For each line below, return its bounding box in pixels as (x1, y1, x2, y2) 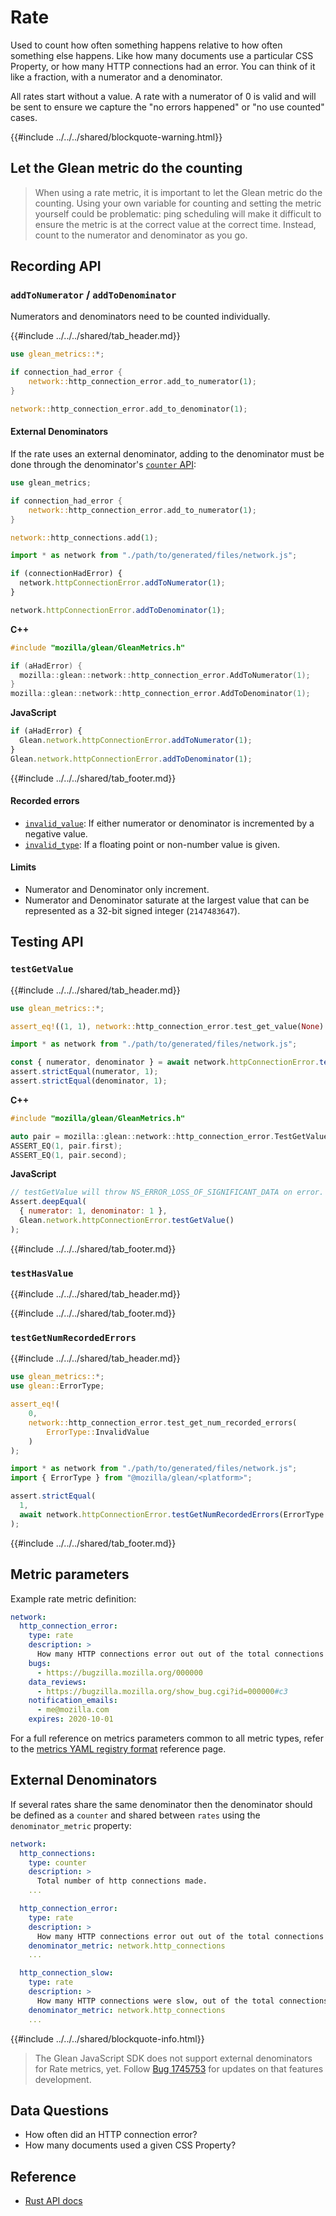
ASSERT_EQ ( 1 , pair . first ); (10, 1141, 123, 1151)
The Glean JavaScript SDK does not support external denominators (34, 2052, 313, 2064)
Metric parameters (10, 1566, 130, 1583)
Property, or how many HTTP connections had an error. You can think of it (10, 60, 316, 72)
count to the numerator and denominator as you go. (34, 229, 248, 241)
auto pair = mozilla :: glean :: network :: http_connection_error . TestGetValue (10, 1131, 329, 1141)
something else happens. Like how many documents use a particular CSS (10, 49, 314, 61)
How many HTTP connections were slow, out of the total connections (36, 1996, 329, 2006)
